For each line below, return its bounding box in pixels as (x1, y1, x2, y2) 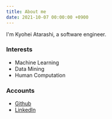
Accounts (6, 86, 35, 95)
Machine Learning (14, 59, 59, 66)
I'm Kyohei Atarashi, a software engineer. (6, 30, 107, 37)
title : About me (6, 8, 46, 15)
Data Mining (14, 65, 44, 72)
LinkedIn (14, 107, 36, 114)
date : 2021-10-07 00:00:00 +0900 (6, 14, 89, 20)
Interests (6, 45, 33, 54)
